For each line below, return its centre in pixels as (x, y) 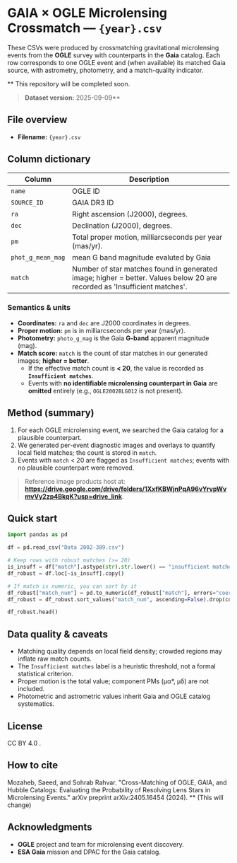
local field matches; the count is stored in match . (87, 452)
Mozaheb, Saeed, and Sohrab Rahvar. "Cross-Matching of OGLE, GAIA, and (117, 782)
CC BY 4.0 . (24, 743)
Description (149, 179)
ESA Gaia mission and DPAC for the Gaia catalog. (89, 852)
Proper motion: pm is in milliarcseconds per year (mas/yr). (101, 330)
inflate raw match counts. (54, 659)
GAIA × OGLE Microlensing (87, 13)
